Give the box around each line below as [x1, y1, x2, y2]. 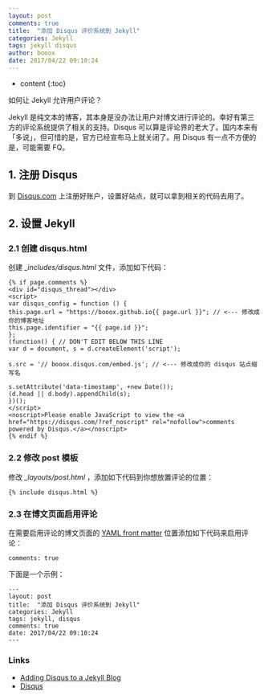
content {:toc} [19, 78, 67, 88]
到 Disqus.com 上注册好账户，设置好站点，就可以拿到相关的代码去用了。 [8, 190, 249, 201]
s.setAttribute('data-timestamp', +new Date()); [8, 383, 174, 391]
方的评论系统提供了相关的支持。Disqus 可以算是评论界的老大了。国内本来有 [8, 122, 258, 132]
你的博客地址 [8, 317, 45, 325]
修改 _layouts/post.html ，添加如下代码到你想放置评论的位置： [8, 472, 214, 482]
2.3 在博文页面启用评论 [8, 508, 98, 519]
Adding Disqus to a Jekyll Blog [19, 672, 122, 683]
